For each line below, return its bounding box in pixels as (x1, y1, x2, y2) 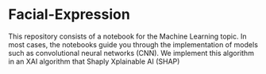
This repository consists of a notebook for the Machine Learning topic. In (8, 31, 247, 41)
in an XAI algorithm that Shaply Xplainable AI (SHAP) (8, 57, 180, 66)
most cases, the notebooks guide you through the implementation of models (8, 39, 258, 49)
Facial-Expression (8, 6, 131, 24)
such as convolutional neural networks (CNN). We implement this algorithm (8, 48, 254, 57)
